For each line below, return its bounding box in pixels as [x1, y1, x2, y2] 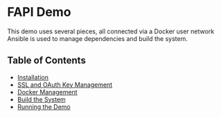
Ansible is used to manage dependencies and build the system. [7, 34, 188, 42]
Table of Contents [7, 55, 87, 67]
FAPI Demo [7, 4, 71, 20]
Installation [17, 73, 49, 81]
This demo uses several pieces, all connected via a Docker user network [7, 27, 215, 35]
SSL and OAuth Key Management [17, 81, 113, 89]
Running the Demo [17, 102, 71, 111]
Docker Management [17, 87, 78, 96]
